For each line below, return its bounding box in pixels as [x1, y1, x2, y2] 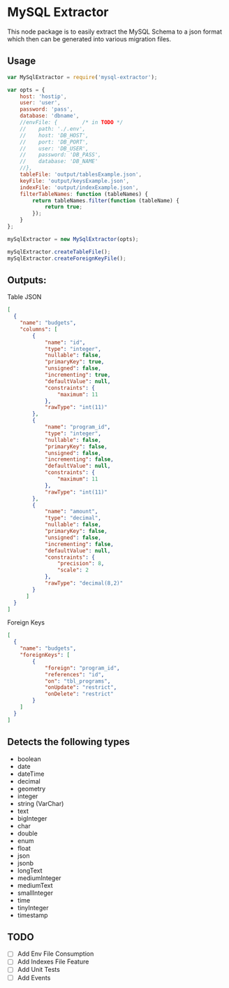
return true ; [44, 204, 82, 211]
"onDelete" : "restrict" [44, 690, 114, 697]
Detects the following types [7, 736, 131, 748]
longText [17, 866, 43, 875]
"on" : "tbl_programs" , [44, 677, 111, 685]
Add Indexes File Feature [17, 957, 89, 966]
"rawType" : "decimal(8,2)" [44, 580, 124, 587]
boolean [17, 754, 41, 763]
